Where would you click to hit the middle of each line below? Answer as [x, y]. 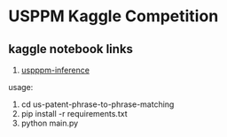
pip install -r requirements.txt [74, 114]
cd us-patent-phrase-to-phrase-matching [98, 104]
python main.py [50, 123]
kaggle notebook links [71, 49]
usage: [21, 87]
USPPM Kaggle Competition [113, 16]
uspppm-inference [55, 70]
